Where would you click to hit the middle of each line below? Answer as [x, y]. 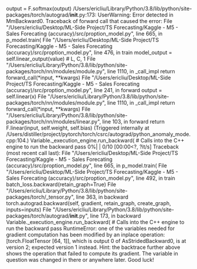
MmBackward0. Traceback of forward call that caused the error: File [89, 21]
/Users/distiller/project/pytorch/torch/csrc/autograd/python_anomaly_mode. [98, 134]
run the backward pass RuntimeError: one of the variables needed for [91, 228]
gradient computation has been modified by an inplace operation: [86, 235]
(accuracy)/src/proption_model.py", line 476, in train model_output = [89, 52]
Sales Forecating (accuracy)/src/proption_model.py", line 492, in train [91, 178]
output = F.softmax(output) [39, 9]
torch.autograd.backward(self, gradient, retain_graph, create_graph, [88, 203]
